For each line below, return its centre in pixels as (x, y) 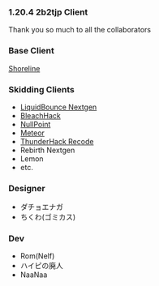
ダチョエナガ (41, 207)
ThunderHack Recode (57, 141)
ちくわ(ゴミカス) (48, 217)
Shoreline (24, 68)
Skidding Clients (42, 89)
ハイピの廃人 (41, 266)
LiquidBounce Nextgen (58, 107)
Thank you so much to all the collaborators (80, 30)
